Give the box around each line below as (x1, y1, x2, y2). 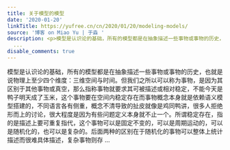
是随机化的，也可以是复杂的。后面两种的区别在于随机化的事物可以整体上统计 (7, 127, 223, 135)
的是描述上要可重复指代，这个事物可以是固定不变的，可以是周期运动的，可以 (7, 119, 223, 127)
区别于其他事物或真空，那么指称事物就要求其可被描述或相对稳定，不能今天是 (7, 85, 223, 93)
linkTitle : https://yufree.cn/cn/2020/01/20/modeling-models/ (7, 22, 188, 29)
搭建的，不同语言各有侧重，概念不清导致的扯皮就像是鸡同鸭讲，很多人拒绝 (12, 102, 223, 110)
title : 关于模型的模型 (7, 10, 65, 17)
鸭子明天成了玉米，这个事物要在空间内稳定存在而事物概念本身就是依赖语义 (7, 93, 217, 101)
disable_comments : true (7, 48, 75, 55)
